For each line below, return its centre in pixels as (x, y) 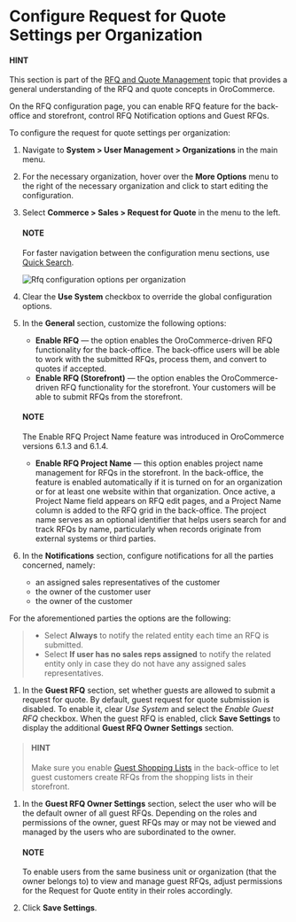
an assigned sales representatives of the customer (128, 582)
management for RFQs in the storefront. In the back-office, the (149, 472)
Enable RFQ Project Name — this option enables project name (149, 463)
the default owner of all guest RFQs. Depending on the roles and (139, 813)
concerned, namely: (58, 565)
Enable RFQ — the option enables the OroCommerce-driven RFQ (154, 340)
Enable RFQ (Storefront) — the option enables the (127, 377)
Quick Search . (48, 262)
